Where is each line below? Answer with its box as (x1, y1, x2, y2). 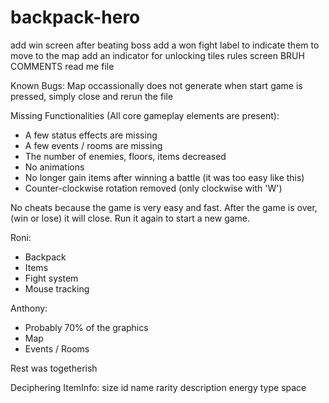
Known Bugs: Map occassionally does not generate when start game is (10, 79, 303, 91)
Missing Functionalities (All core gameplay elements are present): (10, 109, 280, 121)
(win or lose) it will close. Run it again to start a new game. (10, 212, 251, 224)
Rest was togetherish (10, 362, 98, 374)
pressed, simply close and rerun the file (10, 90, 174, 102)
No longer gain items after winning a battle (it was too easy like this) (24, 171, 305, 183)
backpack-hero (10, 6, 141, 29)
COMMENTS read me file (10, 60, 115, 72)
